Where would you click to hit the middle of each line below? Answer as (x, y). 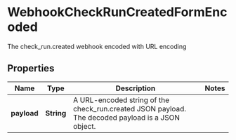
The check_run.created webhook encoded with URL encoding (97, 46)
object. (84, 126)
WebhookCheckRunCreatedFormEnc (117, 12)
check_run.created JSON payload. (130, 108)
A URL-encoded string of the (121, 100)
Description (136, 88)
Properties (31, 68)
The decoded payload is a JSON (126, 118)
